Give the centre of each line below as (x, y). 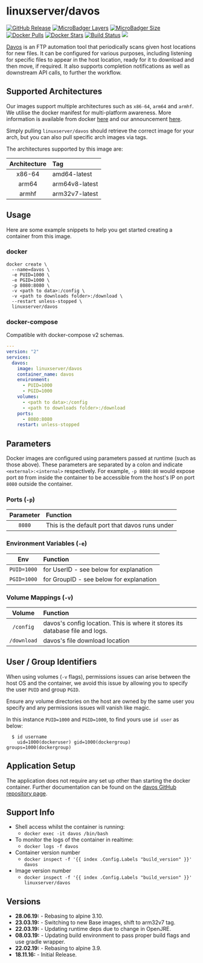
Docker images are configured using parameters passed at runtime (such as (101, 459)
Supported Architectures (54, 92)
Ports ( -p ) (21, 500)
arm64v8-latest (75, 184)
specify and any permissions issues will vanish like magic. (79, 707)
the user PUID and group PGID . (43, 689)
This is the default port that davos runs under (110, 526)
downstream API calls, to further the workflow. (64, 72)
